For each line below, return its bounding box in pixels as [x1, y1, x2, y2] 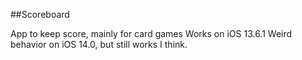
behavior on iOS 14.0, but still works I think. [10, 39, 188, 50]
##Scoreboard [10, 9, 70, 20]
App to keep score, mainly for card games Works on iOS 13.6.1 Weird [10, 28, 293, 39]
